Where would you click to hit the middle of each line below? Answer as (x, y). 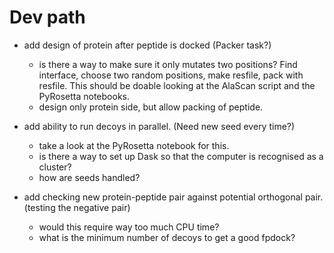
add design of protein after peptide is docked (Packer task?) (147, 45)
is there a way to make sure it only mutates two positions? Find (168, 64)
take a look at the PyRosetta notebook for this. (134, 145)
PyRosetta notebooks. (84, 96)
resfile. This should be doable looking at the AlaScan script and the (177, 85)
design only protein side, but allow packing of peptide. (151, 107)
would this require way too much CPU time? (129, 227)
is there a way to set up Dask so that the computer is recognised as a (181, 156)
